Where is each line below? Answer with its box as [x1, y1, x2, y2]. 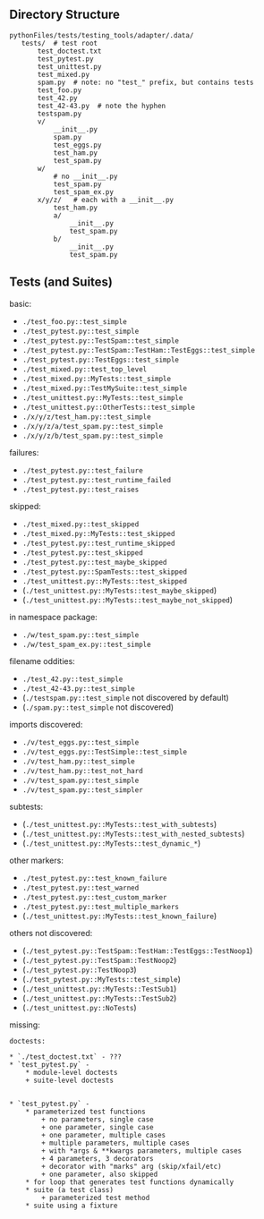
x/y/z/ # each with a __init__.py [37, 195, 175, 204]
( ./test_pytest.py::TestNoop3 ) [21, 964, 137, 975]
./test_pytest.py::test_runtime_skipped [21, 539, 175, 548]
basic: [9, 298, 32, 309]
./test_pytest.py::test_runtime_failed [21, 475, 172, 484]
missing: [9, 1019, 40, 1030]
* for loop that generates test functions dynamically [25, 1177, 234, 1187]
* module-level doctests [25, 1068, 118, 1077]
